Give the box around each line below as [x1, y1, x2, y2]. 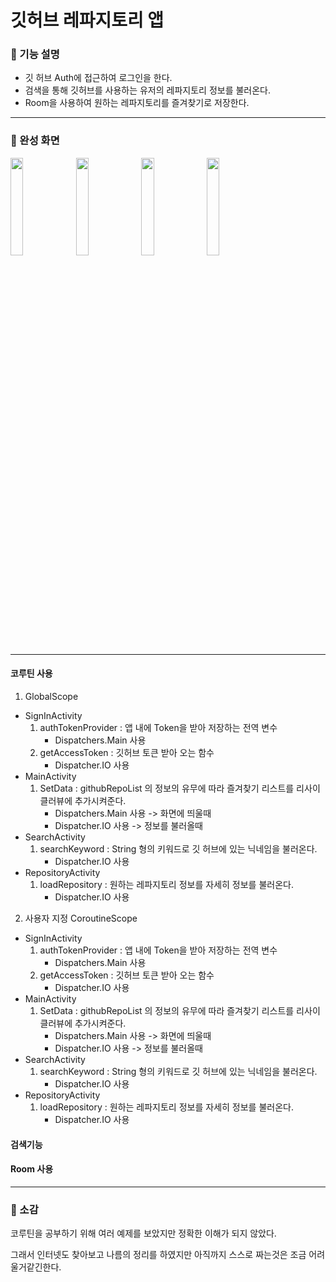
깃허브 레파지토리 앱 [10, 9, 165, 32]
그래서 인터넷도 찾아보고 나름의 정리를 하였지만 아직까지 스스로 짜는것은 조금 [10, 1249, 307, 1261]
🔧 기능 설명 [10, 47, 60, 61]
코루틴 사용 [10, 667, 53, 680]
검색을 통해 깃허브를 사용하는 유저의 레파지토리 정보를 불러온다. [24, 84, 272, 96]
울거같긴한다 [10, 1261, 60, 1273]
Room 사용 [10, 1163, 54, 1175]
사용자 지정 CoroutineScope [24, 912, 138, 924]
